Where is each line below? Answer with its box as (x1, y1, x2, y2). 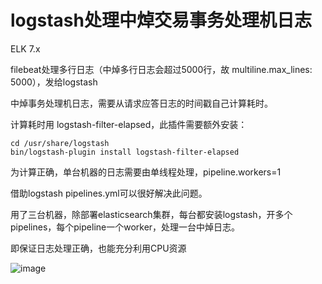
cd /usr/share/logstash (10, 138, 110, 148)
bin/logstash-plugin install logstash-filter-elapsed (10, 147, 240, 157)
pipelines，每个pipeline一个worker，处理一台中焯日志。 (10, 221, 241, 233)
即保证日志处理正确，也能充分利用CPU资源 (10, 242, 187, 254)
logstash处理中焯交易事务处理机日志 (10, 9, 312, 32)
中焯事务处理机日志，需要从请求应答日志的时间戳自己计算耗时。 (10, 97, 273, 109)
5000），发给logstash (10, 76, 98, 88)
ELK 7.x (10, 42, 41, 55)
